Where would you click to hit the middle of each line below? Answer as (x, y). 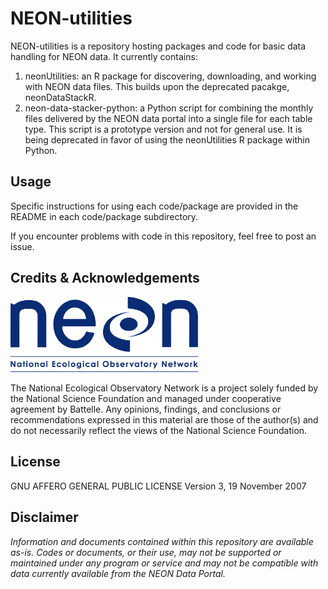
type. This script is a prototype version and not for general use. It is (163, 129)
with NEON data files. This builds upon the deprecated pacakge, (157, 86)
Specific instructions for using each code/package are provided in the (154, 206)
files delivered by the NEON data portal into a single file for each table (168, 118)
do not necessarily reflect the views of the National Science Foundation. (159, 430)
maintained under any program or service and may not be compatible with (164, 563)
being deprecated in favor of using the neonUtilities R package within (167, 139)
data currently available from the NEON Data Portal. (118, 573)
